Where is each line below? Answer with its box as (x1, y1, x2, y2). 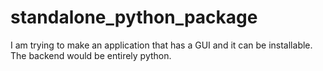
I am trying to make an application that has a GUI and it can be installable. (10, 39, 313, 51)
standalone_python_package (10, 6, 258, 29)
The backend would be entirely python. (10, 49, 172, 61)
